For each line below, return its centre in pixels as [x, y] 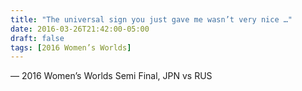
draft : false [37, 38]
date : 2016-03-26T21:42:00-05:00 [80, 29]
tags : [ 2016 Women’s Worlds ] [71, 47]
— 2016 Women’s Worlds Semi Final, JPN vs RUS [111, 76]
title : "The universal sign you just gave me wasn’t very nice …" [151, 19]
